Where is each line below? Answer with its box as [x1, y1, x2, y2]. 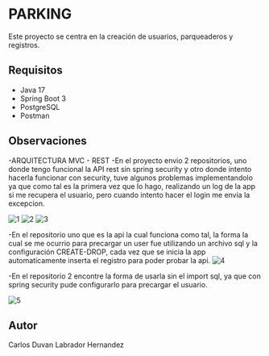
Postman [19, 111, 50, 120]
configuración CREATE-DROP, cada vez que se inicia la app [8, 247, 206, 257]
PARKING [8, 5, 72, 23]
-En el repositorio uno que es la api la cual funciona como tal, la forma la [8, 229, 248, 239]
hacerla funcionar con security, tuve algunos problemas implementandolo [8, 173, 254, 182]
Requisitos [8, 64, 63, 77]
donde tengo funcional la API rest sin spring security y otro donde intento [8, 164, 252, 174]
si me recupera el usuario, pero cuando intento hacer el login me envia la [8, 190, 250, 199]
